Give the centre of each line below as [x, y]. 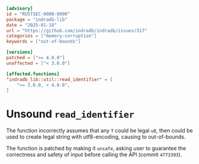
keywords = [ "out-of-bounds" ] [44, 41]
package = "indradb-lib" [37, 20]
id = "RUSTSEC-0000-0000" [38, 14]
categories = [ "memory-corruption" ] [51, 36]
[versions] [20, 52]
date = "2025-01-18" [32, 25]
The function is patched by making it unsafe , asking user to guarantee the [96, 149]
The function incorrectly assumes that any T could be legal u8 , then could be [99, 131]
